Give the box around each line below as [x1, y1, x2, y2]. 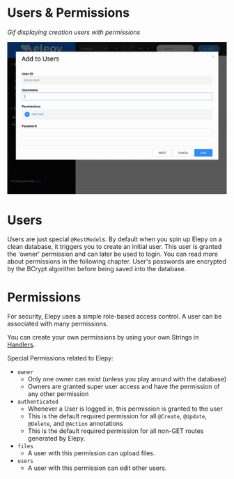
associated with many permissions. [7, 319, 109, 328]
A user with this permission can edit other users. [27, 464, 167, 472]
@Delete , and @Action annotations [27, 420, 123, 428]
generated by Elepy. [27, 434, 86, 443]
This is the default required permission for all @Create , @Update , [27, 412, 208, 420]
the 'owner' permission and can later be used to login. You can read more [7, 250, 218, 259]
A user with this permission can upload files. [27, 449, 155, 457]
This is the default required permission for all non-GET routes [27, 427, 204, 435]
